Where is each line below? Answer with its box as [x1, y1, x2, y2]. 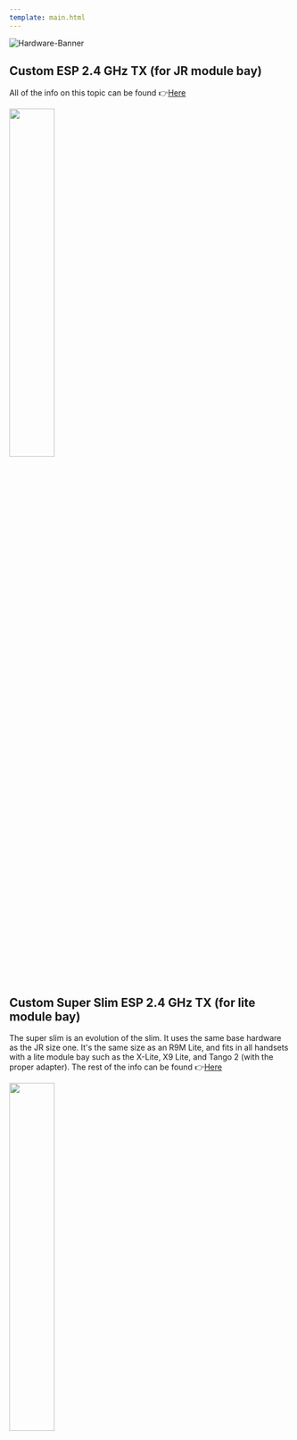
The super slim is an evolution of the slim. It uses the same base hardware [9, 1033, 282, 1044]
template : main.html [9, 12, 87, 22]
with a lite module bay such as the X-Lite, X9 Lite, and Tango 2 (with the [9, 1052, 274, 1062]
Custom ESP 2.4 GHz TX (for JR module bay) [9, 63, 262, 79]
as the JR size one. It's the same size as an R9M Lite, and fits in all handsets [9, 1042, 289, 1053]
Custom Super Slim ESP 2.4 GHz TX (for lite [9, 995, 256, 1010]
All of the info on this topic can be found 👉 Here [9, 87, 186, 98]
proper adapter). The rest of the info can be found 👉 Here [9, 1061, 223, 1072]
